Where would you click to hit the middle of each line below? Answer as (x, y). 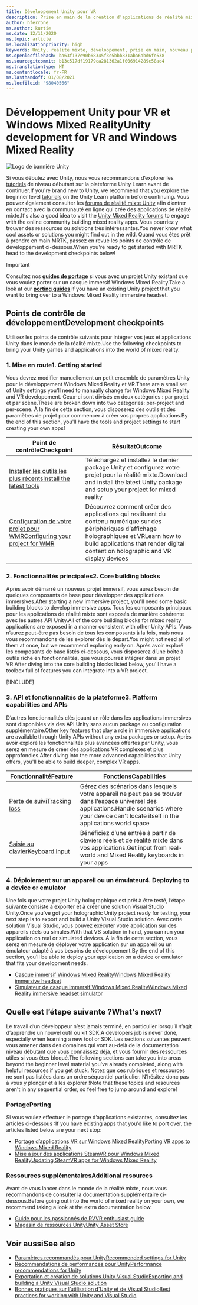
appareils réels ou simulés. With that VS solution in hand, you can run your (96, 931)
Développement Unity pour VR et (88, 112)
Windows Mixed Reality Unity (79, 125)
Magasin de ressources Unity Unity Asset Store (71, 1225)
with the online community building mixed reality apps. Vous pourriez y (92, 222)
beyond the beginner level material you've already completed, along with (95, 1064)
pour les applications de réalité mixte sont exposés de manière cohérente (95, 614)
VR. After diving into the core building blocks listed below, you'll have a (91, 664)
